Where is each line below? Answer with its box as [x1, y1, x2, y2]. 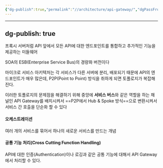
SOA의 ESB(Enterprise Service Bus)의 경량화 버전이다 [5, 59, 110, 65]
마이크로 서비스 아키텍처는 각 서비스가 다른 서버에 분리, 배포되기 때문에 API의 [5, 70, 150, 76]
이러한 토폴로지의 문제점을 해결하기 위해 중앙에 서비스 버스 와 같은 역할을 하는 [5, 92, 150, 98]
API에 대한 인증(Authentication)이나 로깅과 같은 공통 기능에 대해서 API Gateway [5, 151, 158, 157]
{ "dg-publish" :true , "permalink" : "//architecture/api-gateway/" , [5, 7, 138, 12]
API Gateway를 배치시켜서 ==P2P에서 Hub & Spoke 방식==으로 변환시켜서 [14, 98, 158, 104]
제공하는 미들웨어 [5, 49, 38, 55]
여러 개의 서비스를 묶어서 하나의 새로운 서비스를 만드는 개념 [5, 128, 116, 134]
